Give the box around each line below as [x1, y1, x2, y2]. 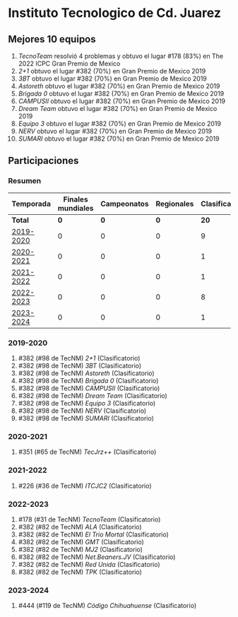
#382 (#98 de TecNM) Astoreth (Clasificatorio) [18, 369, 155, 377]
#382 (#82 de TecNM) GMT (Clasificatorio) [18, 537, 144, 546]
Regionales [155, 199, 194, 208]
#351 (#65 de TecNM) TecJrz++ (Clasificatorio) [18, 447, 157, 457]
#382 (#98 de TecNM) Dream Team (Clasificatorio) [18, 391, 168, 400]
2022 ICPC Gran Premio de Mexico [18, 59, 121, 68]
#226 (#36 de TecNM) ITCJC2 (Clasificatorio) [18, 481, 152, 490]
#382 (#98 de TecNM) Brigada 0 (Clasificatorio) [18, 376, 159, 384]
